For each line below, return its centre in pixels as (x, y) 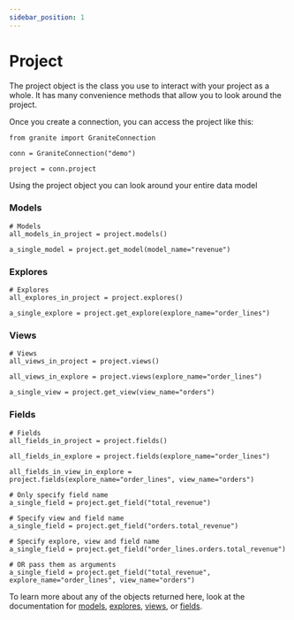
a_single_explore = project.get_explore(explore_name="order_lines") (140, 314)
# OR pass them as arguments (63, 564)
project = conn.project (53, 169)
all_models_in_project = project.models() (88, 234)
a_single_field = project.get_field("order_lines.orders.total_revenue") (148, 549)
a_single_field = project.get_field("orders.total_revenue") (124, 526)
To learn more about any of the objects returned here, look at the (127, 596)
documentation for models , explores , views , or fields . (106, 606)
